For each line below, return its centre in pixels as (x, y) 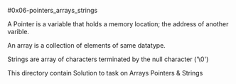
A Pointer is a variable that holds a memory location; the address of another (118, 24)
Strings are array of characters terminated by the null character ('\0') (108, 59)
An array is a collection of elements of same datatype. (86, 45)
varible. (18, 32)
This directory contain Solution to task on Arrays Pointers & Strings (105, 73)
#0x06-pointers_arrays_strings (53, 10)
